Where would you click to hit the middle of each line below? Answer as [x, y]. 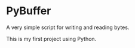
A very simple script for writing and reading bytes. [68, 27]
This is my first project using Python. [51, 39]
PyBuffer [29, 11]
